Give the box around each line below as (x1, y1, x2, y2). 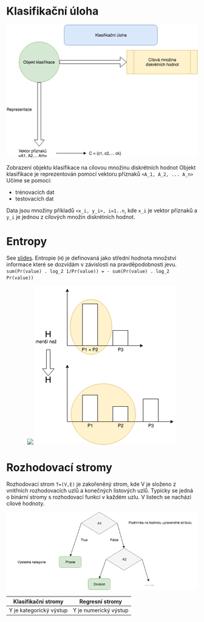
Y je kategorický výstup (8, 607, 68, 614)
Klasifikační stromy (13, 598, 64, 605)
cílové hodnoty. (6, 500, 45, 507)
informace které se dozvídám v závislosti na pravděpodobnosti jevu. (6, 261, 177, 268)
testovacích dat (15, 195, 54, 202)
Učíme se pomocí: (6, 176, 52, 184)
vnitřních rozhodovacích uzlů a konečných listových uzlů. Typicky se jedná (6, 487, 193, 494)
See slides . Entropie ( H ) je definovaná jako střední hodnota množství (6, 254, 177, 262)
